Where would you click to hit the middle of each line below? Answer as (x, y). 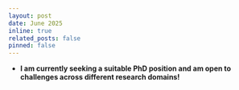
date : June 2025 (35, 23)
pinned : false (32, 46)
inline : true (30, 31)
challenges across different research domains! (100, 77)
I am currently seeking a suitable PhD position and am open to (126, 68)
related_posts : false (45, 38)
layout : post (30, 16)
